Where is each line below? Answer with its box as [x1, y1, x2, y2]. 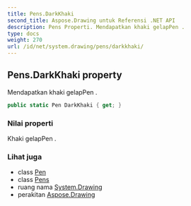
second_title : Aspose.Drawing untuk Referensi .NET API [7, 17, 175, 24]
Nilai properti [7, 118, 54, 128]
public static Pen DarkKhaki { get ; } [7, 102, 122, 109]
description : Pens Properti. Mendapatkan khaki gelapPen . [7, 23, 185, 30]
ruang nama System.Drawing [17, 183, 103, 191]
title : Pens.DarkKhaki [7, 10, 74, 18]
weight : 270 [7, 37, 42, 44]
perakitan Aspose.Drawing [17, 190, 95, 199]
